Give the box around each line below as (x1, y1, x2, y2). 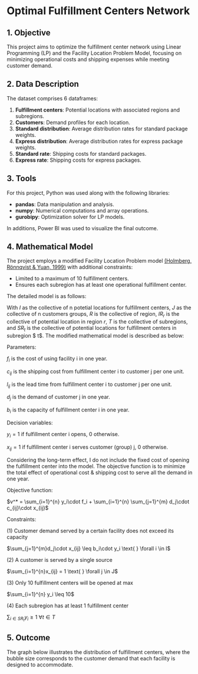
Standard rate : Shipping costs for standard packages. (15, 150, 147, 157)
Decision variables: (6, 419, 53, 426)
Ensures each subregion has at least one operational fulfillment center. (15, 282, 187, 289)
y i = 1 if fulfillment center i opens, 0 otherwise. (6, 431, 120, 439)
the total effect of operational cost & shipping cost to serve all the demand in (6, 469, 193, 476)
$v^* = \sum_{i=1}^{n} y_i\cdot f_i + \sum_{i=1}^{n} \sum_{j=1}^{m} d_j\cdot (6, 498, 190, 505)
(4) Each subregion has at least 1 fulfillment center (6, 602, 129, 609)
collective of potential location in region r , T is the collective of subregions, (6, 318, 188, 325)
